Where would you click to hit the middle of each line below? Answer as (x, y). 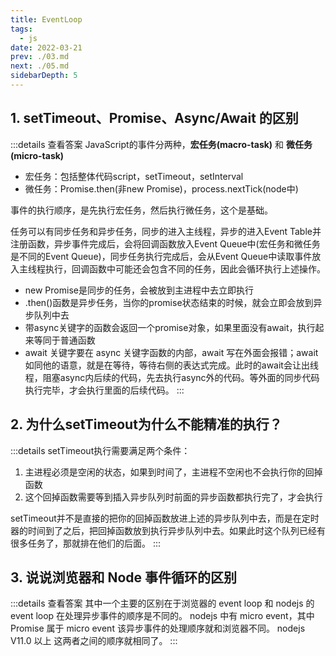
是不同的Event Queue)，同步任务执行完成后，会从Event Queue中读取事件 (161, 256)
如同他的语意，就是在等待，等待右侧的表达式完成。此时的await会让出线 (171, 365)
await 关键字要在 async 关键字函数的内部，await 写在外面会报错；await (171, 352)
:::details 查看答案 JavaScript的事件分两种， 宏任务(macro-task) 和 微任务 (161, 144)
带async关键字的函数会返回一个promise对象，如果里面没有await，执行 (170, 327)
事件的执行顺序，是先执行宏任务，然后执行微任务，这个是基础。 (141, 210)
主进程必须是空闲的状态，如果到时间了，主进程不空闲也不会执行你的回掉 (173, 472)
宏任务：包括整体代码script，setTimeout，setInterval (134, 176)
